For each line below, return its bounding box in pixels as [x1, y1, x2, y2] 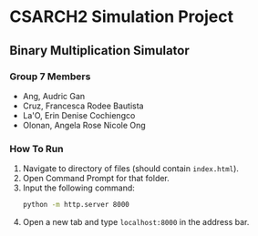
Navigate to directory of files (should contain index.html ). [22, 163, 240, 174]
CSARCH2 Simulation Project [9, 6, 234, 27]
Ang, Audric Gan [22, 90, 86, 101]
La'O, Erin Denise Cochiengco [22, 109, 136, 120]
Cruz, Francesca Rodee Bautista [22, 100, 144, 111]
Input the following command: [22, 182, 135, 193]
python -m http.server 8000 [22, 200, 129, 210]
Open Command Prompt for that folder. [22, 173, 170, 184]
